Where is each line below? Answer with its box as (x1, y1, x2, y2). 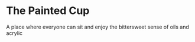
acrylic (6, 29, 23, 36)
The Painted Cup (6, 4, 90, 17)
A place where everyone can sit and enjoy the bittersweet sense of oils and (6, 23, 189, 30)
